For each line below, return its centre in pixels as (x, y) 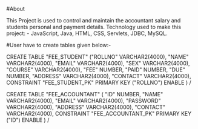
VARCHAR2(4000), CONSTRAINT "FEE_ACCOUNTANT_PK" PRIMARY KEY (99, 114)
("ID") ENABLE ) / (28, 120)
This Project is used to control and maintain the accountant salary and (94, 20)
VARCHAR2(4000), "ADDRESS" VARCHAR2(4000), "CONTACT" (86, 107)
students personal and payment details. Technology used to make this (94, 27)
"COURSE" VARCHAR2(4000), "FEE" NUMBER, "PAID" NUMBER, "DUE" (96, 70)
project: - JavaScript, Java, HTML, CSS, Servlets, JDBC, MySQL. (87, 33)
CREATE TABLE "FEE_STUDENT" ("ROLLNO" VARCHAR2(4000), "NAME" (97, 57)
